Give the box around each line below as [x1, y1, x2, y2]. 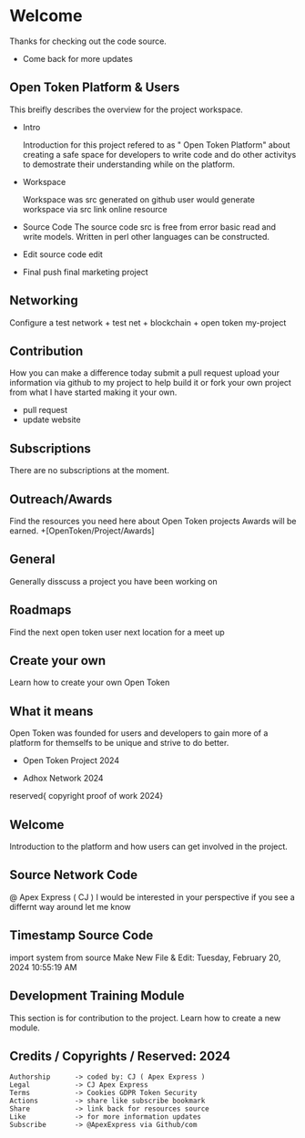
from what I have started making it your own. [9, 387, 178, 398]
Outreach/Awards [9, 491, 113, 507]
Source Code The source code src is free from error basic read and [22, 221, 276, 233]
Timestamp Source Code [9, 927, 154, 944]
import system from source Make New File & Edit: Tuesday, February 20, [9, 952, 281, 963]
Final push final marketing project [22, 266, 148, 277]
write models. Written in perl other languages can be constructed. [22, 231, 270, 242]
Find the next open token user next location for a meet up [9, 626, 225, 637]
